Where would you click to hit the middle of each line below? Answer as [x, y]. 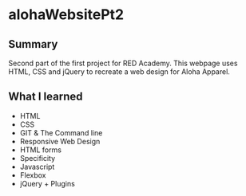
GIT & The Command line [61, 132]
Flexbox [33, 175]
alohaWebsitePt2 [66, 15]
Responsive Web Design [60, 141]
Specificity [38, 158]
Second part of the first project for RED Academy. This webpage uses [123, 63]
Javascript [37, 167]
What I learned [46, 97]
